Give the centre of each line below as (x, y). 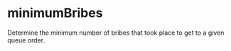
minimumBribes (55, 13)
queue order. (26, 40)
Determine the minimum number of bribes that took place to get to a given (116, 33)
